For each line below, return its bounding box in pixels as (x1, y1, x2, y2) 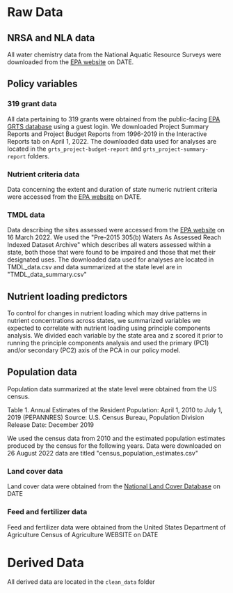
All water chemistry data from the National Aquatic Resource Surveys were (7, 50, 222, 59)
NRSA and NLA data (7, 32, 95, 44)
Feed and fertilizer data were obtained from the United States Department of (7, 523, 226, 531)
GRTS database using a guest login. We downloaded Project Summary (7, 122, 209, 130)
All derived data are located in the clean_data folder (7, 578, 155, 586)
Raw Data (7, 4, 64, 20)
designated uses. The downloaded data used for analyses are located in (7, 255, 214, 264)
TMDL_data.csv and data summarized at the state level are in (7, 263, 182, 271)
